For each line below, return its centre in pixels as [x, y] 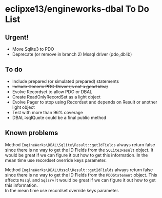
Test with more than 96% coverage [47, 112]
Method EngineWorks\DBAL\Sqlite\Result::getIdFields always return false [80, 144]
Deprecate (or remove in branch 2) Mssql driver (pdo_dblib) [72, 54]
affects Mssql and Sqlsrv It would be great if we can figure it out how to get [81, 180]
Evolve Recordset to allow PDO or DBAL [52, 92]
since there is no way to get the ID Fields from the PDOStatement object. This [81, 175]
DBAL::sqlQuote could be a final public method [59, 118]
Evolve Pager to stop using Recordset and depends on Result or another [85, 102]
